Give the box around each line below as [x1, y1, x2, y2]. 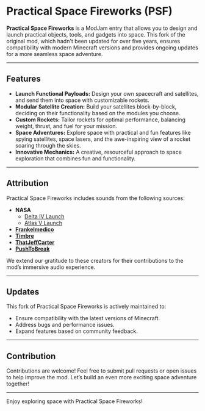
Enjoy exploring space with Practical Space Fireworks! [6, 398, 143, 405]
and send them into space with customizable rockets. [15, 96, 149, 104]
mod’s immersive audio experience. [6, 263, 96, 271]
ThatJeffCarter [15, 238, 55, 246]
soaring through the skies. [15, 141, 81, 149]
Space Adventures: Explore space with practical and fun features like [15, 129, 191, 136]
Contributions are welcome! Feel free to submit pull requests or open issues [6, 367, 197, 374]
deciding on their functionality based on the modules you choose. [15, 109, 181, 116]
